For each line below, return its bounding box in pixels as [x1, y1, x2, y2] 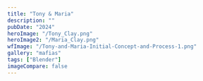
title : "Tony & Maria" [7, 10, 74, 18]
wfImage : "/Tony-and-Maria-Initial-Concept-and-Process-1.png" [7, 43, 197, 50]
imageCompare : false [7, 63, 68, 70]
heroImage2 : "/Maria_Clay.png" [7, 37, 99, 44]
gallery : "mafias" [7, 50, 61, 57]
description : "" [7, 17, 55, 24]
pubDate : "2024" [7, 23, 55, 30]
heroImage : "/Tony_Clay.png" [7, 30, 93, 37]
